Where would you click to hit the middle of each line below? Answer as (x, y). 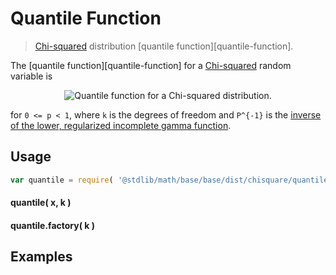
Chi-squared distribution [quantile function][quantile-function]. (164, 46)
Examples (41, 257)
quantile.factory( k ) (53, 225)
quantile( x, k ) (41, 203)
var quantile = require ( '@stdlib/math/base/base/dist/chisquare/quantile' (171, 180)
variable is (31, 76)
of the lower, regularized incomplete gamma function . (121, 125)
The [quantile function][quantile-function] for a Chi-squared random (151, 65)
